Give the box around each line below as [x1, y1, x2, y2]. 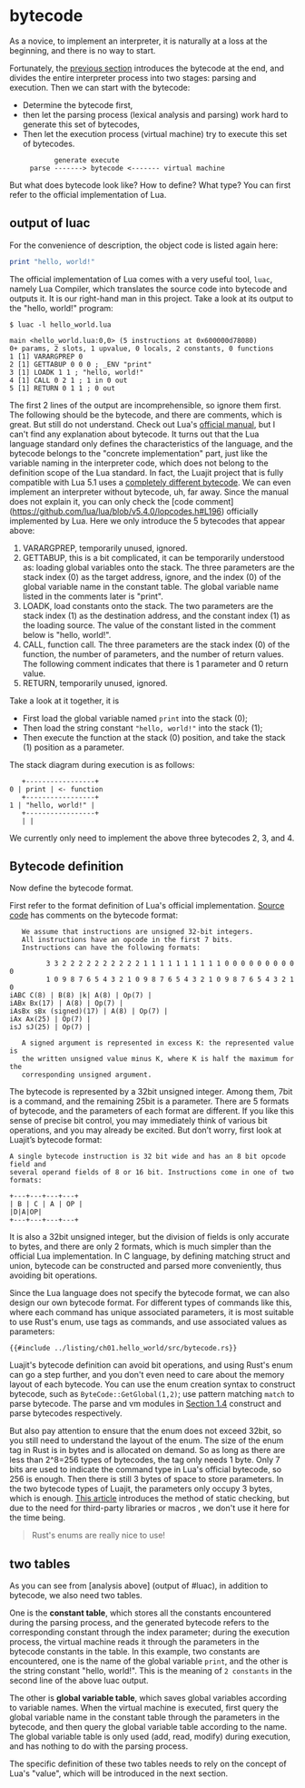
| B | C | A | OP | [9, 1200, 84, 1209]
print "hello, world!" [9, 257, 95, 266]
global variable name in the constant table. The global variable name [22, 581, 280, 592]
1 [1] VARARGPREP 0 [9, 351, 84, 361]
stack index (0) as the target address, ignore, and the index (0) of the [22, 571, 281, 582]
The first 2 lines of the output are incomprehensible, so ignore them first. [9, 399, 281, 410]
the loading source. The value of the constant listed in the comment [22, 619, 276, 631]
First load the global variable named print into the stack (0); [22, 712, 248, 723]
